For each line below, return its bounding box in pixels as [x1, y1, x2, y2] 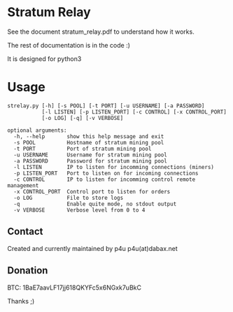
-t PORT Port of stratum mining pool [13, 145, 152, 152]
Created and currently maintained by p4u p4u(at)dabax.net [7, 244, 178, 252]
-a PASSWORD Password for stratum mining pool [13, 157, 168, 165]
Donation [7, 264, 48, 277]
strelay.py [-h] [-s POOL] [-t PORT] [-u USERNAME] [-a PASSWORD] [7, 102, 205, 109]
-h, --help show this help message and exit [13, 133, 164, 140]
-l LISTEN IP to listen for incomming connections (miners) [13, 163, 215, 170]
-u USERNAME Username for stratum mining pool [13, 151, 168, 158]
